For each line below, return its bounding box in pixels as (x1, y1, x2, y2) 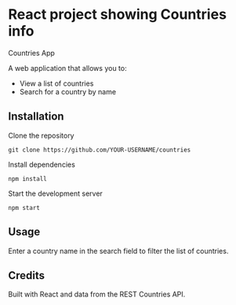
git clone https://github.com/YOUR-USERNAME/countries (8, 145, 191, 154)
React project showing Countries (8, 6, 227, 24)
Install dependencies (8, 160, 76, 169)
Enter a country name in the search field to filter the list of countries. (8, 246, 229, 255)
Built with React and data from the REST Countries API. (8, 289, 186, 299)
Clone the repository (8, 130, 74, 140)
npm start (8, 204, 41, 211)
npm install (8, 175, 47, 182)
